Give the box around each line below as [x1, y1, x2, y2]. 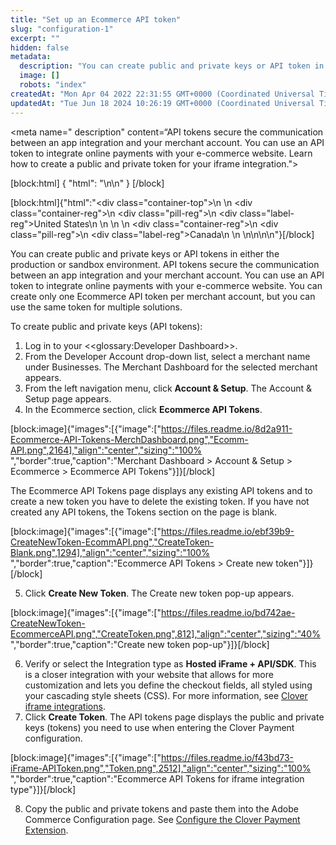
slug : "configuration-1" [10, 24, 114, 34]
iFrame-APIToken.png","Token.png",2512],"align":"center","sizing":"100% [10, 762, 312, 774]
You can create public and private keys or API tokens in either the [10, 247, 280, 260]
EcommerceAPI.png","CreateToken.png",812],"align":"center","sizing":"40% [10, 627, 321, 640]
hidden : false [10, 42, 70, 53]
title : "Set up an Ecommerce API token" [10, 14, 182, 25]
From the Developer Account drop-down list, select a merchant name [24, 350, 311, 362]
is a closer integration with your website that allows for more [24, 668, 274, 680]
